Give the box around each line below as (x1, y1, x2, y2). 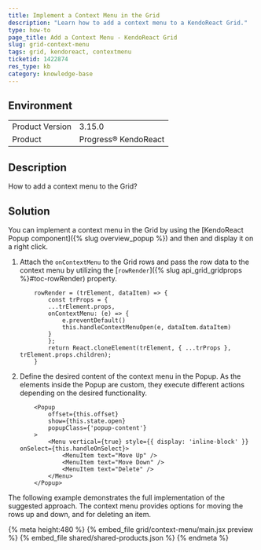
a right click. (8, 242, 49, 251)
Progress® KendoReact (79, 134, 165, 145)
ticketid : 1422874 (8, 56, 68, 64)
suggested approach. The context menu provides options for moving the (8, 501, 244, 511)
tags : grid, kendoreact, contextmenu (8, 48, 132, 56)
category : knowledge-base (8, 70, 93, 78)
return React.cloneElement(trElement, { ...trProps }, (48, 344, 232, 352)
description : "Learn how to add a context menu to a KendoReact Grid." (8, 19, 248, 27)
